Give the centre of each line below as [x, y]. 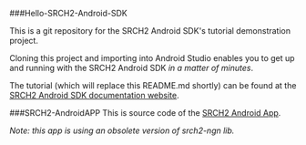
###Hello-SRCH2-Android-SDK [68, 13]
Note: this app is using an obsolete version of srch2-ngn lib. [122, 130]
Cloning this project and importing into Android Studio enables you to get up [152, 58]
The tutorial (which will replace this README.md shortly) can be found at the [153, 85]
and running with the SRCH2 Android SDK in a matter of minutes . [131, 68]
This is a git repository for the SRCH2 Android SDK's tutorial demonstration [150, 31]
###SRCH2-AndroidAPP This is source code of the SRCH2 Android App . [145, 113]
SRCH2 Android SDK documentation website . [94, 95]
